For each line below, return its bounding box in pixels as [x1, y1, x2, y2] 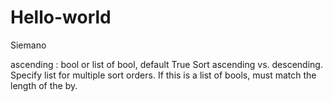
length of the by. [10, 79, 78, 91]
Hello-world [10, 6, 112, 29]
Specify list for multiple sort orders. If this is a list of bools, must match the [10, 69, 317, 81]
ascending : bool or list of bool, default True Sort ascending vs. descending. [10, 58, 323, 70]
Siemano [10, 39, 47, 51]
